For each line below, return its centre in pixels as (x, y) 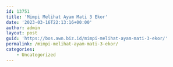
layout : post (22, 33)
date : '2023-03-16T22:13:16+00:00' (49, 22)
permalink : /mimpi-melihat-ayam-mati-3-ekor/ (62, 44)
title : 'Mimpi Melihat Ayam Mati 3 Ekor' (57, 17)
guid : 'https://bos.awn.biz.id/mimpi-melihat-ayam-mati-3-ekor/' (87, 38)
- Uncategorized (36, 55)
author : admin (23, 28)
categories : (20, 50)
